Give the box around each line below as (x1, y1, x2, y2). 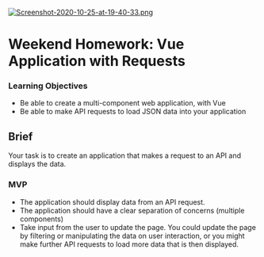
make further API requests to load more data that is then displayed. (19, 239, 239, 249)
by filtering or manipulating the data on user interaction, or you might (19, 231, 245, 240)
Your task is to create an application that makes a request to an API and (8, 151, 242, 160)
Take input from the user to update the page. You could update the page (19, 222, 256, 232)
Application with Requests (8, 52, 186, 71)
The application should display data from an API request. (19, 197, 205, 206)
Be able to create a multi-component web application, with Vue (19, 98, 226, 108)
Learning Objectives (8, 80, 89, 91)
